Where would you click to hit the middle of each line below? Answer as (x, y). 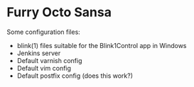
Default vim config (44, 68)
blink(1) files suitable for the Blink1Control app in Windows (102, 45)
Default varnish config (49, 60)
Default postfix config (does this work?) (75, 76)
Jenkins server (39, 53)
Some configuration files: (44, 32)
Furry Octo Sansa (59, 12)
